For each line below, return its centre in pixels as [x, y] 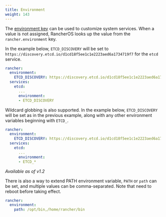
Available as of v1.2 [25, 171]
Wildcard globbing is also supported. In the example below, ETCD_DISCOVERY [82, 110]
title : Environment [25, 10]
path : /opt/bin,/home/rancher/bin [49, 210]
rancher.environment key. [31, 39]
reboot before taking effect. [33, 191]
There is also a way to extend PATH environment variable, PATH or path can [81, 181]
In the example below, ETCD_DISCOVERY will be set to [57, 49]
